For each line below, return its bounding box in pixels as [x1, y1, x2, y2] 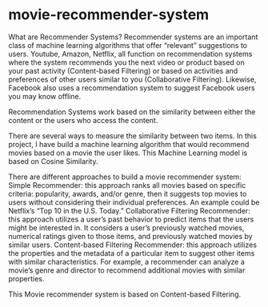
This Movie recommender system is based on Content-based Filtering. [8, 289, 242, 299]
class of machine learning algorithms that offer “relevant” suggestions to [8, 40, 248, 50]
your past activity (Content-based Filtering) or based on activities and [8, 66, 238, 75]
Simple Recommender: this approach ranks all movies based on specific [8, 180, 246, 189]
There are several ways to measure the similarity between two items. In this [8, 130, 258, 141]
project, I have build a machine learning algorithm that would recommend [8, 139, 250, 149]
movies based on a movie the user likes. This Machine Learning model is [8, 148, 248, 157]
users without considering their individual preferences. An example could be [8, 197, 260, 207]
